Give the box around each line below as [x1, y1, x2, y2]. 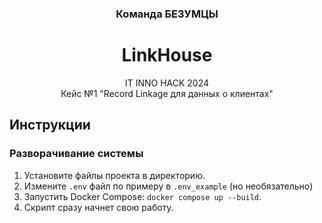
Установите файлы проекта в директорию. [23, 169, 206, 181]
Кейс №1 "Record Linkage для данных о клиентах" [60, 87, 274, 99]
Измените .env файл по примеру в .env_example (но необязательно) [23, 180, 314, 192]
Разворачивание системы [9, 147, 144, 161]
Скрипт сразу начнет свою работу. [23, 201, 174, 213]
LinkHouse [121, 44, 213, 67]
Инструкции [9, 117, 91, 134]
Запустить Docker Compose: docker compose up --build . [23, 190, 262, 202]
